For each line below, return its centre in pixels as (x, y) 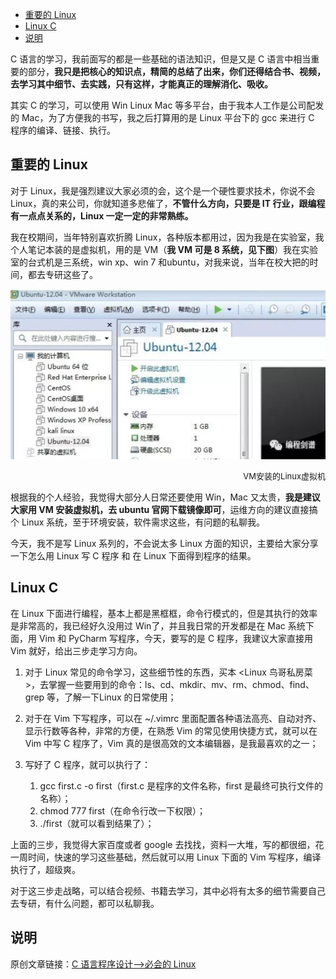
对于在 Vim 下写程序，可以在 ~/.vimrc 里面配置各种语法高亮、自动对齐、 (173, 718)
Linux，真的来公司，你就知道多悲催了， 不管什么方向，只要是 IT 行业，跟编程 (168, 203)
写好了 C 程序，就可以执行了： (87, 764)
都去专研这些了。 (62, 274)
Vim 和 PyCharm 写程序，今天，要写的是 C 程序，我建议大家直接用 (176, 638)
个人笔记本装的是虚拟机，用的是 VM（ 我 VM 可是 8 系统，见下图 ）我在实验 (164, 249)
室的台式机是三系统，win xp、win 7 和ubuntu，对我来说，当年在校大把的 (160, 262)
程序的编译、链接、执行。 (63, 130)
